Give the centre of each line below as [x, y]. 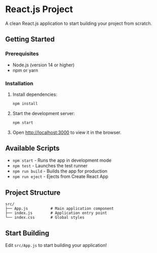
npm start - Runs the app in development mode [62, 160]
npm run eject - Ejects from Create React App [60, 176]
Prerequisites [22, 54]
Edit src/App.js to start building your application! [56, 245]
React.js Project [39, 9]
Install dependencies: [35, 94]
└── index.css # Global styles [45, 218]
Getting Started [30, 39]
